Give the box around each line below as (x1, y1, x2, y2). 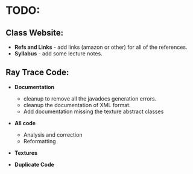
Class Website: (5, 28, 64, 38)
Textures (14, 149, 37, 157)
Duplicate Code (14, 161, 55, 168)
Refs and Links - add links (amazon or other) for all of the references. (14, 43, 188, 51)
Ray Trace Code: (5, 67, 69, 78)
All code (14, 119, 36, 126)
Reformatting (23, 137, 56, 144)
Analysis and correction (23, 131, 83, 138)
